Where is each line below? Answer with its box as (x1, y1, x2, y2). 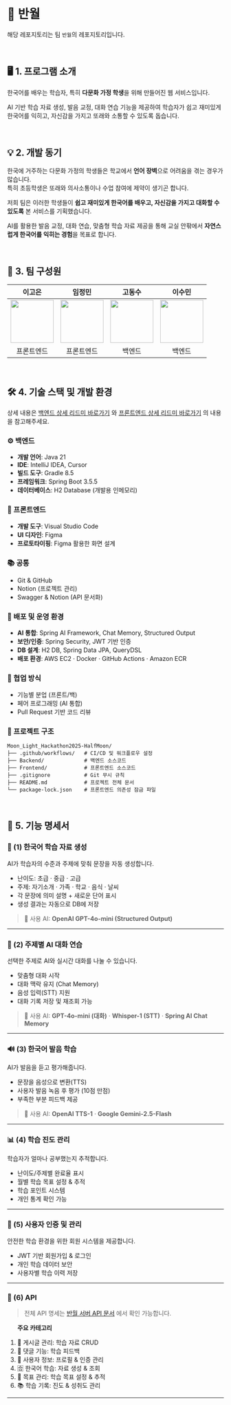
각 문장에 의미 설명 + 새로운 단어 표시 (16, 891, 117, 900)
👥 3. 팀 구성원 (7, 265, 62, 277)
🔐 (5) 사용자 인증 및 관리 (7, 1220, 82, 1230)
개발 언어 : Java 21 (16, 453, 67, 461)
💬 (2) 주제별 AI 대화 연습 (7, 939, 82, 949)
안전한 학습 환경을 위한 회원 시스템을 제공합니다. (7, 1237, 136, 1245)
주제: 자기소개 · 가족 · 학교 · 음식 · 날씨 (16, 882, 119, 891)
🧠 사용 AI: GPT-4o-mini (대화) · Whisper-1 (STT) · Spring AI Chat (23, 1012, 208, 1020)
